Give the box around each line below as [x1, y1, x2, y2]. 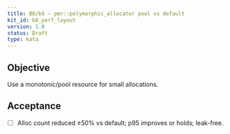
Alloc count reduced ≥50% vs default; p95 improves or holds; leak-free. [17, 119, 224, 127]
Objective [7, 62, 51, 74]
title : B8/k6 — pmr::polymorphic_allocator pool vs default [7, 10, 186, 17]
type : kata [7, 36, 39, 43]
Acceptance [7, 100, 61, 112]
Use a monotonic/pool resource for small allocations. [7, 80, 158, 88]
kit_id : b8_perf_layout [7, 17, 76, 24]
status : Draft [7, 29, 49, 37]
